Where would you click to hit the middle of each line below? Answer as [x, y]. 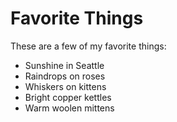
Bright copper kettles [68, 97]
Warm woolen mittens [69, 108]
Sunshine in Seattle [64, 65]
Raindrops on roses [65, 76]
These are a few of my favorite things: [88, 46]
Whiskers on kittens [65, 86]
